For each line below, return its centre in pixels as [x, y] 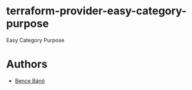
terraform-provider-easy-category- [96, 11]
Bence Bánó [30, 80]
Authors [27, 64]
